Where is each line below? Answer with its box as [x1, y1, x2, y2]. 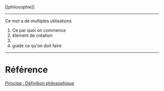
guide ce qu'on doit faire [12, 43, 62, 48]
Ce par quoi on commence [12, 28, 66, 33]
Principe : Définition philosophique [5, 80, 75, 86]
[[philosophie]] [5, 4, 35, 10]
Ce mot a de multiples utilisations [5, 18, 72, 24]
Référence [5, 64, 48, 76]
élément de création [12, 32, 53, 38]
